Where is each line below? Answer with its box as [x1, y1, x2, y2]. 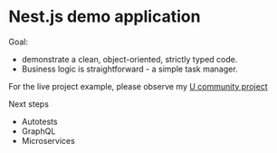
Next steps [8, 98, 49, 110]
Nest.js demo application [8, 6, 201, 27]
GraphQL [21, 125, 56, 137]
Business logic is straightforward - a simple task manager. [21, 63, 238, 74]
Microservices [21, 135, 76, 146]
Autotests [21, 116, 58, 127]
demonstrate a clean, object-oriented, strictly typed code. [21, 53, 238, 64]
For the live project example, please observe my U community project [8, 81, 268, 91]
